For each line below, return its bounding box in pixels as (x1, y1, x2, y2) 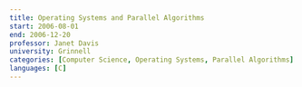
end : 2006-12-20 (9, 30, 71, 39)
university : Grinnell (9, 47, 92, 56)
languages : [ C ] (9, 64, 67, 73)
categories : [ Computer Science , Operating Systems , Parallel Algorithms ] (9, 55, 295, 64)
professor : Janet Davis (9, 38, 100, 48)
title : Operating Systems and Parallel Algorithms (9, 13, 205, 23)
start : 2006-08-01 (9, 22, 79, 31)
